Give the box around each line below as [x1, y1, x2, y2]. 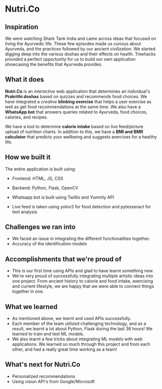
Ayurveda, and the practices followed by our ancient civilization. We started [5, 46, 156, 51]
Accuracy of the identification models [12, 241, 87, 247]
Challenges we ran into [5, 223, 76, 231]
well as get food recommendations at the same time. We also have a [5, 103, 141, 110]
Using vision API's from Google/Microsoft [12, 378, 95, 384]
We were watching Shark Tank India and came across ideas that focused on [5, 35, 156, 41]
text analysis [12, 209, 38, 215]
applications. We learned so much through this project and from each [12, 341, 151, 347]
